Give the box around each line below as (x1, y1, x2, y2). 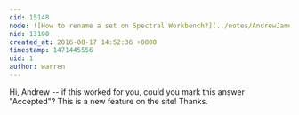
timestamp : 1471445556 (9, 46, 93, 55)
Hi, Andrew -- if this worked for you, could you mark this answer (9, 86, 246, 97)
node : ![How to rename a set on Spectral (9, 21, 166, 30)
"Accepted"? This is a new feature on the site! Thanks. (9, 96, 209, 106)
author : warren (9, 63, 66, 72)
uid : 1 (9, 54, 34, 63)
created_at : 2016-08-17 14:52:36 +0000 (9, 37, 158, 47)
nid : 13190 (9, 29, 50, 38)
